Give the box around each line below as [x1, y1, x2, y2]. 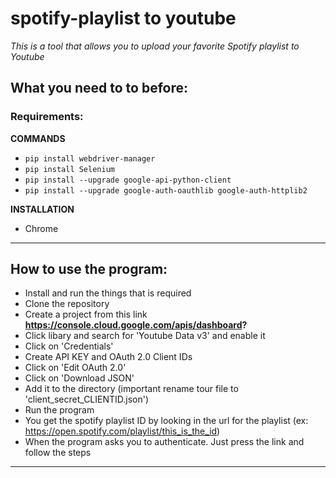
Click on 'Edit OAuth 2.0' [24, 362, 127, 374]
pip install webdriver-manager [24, 153, 156, 164]
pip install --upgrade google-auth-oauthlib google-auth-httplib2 [24, 185, 308, 196]
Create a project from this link [24, 308, 148, 321]
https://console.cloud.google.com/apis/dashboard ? [24, 319, 248, 331]
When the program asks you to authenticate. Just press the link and [24, 436, 305, 448]
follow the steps [24, 447, 92, 459]
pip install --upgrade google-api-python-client [24, 175, 232, 185]
